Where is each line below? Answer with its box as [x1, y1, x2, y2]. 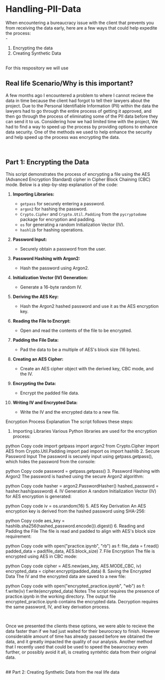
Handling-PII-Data [5, 3, 82, 15]
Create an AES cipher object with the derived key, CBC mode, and [20, 365, 154, 371]
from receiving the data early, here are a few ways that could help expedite [5, 25, 158, 31]
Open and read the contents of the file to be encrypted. [20, 327, 132, 333]
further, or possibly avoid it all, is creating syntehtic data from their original [5, 649, 156, 655]
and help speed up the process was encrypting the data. [5, 134, 120, 140]
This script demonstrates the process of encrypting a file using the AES [5, 171, 150, 177]
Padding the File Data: [12, 337, 59, 343]
